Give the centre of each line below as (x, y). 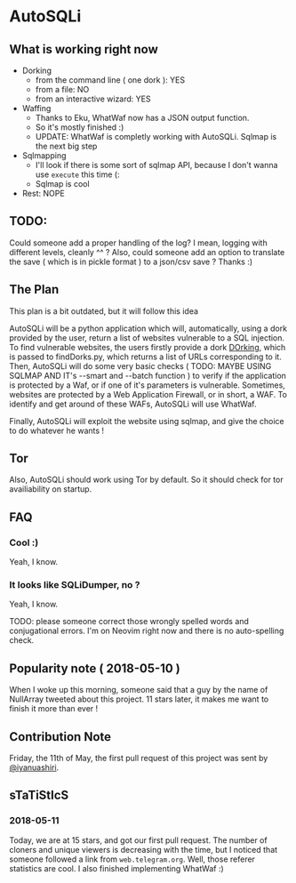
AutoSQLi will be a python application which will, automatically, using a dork (148, 328)
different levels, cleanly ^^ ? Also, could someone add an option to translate (147, 252)
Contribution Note (60, 737)
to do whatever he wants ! (57, 430)
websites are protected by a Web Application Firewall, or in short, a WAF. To (148, 394)
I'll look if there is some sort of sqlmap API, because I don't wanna (156, 165)
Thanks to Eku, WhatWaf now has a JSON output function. (142, 118)
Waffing (36, 108)
